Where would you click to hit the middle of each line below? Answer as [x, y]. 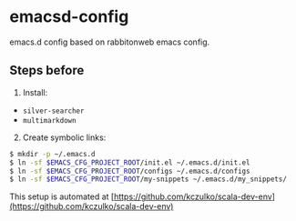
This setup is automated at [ [62, 196]
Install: [35, 92]
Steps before [47, 70]
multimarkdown [49, 120]
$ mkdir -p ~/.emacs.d [52, 154]
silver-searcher [53, 111]
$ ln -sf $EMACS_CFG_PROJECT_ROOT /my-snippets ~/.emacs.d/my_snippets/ [148, 179]
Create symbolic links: [64, 137]
